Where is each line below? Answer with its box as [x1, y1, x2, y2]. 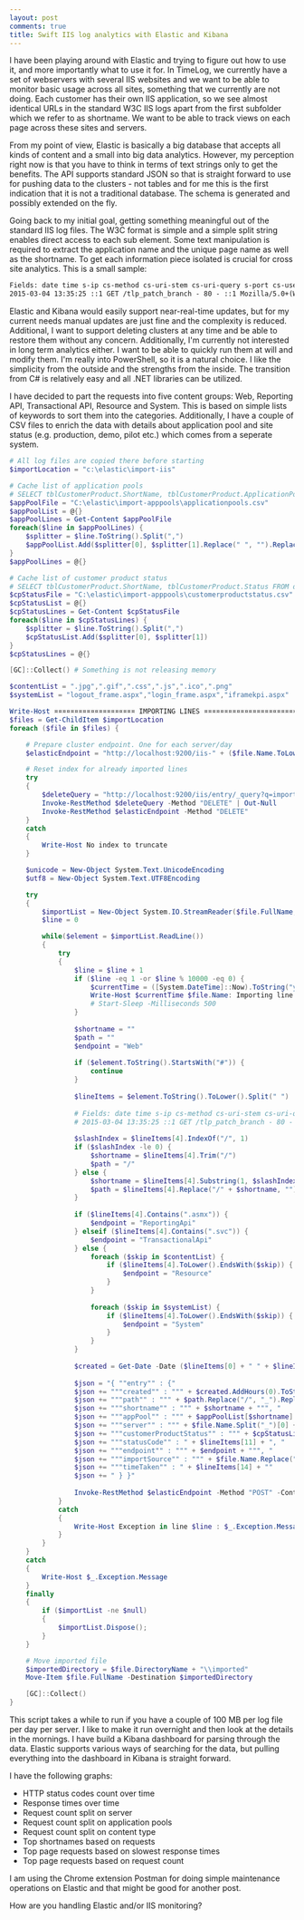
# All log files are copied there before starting [9, 457, 204, 466]
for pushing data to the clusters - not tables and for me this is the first [9, 179, 269, 189]
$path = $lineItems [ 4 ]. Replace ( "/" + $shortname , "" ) [90, 1185, 298, 1194]
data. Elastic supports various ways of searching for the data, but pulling [9, 1743, 280, 1754]
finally [25, 1589, 54, 1598]
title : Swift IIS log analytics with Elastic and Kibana [9, 30, 229, 39]
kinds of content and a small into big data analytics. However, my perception [9, 150, 294, 160]
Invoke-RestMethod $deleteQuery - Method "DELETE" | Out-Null [42, 799, 278, 808]
